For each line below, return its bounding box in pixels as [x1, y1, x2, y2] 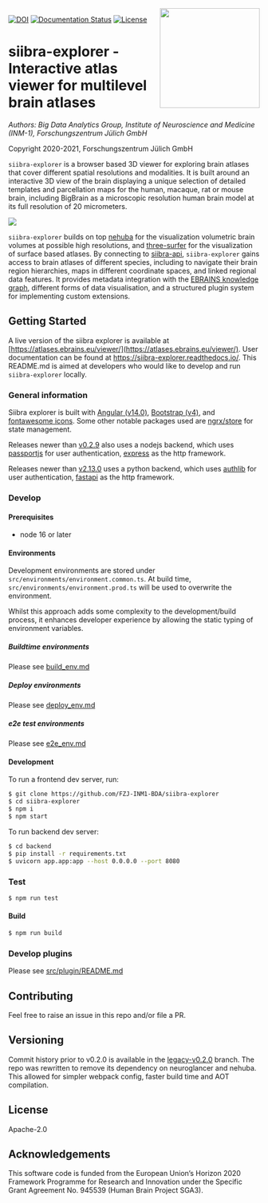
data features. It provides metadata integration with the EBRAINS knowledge [8, 274, 259, 284]
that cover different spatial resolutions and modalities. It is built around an [8, 168, 250, 177]
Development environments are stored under [8, 566, 156, 575]
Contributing [8, 989, 73, 1003]
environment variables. [8, 624, 84, 633]
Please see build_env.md [8, 662, 90, 672]
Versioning [8, 1033, 64, 1047]
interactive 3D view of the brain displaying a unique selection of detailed [8, 176, 246, 186]
